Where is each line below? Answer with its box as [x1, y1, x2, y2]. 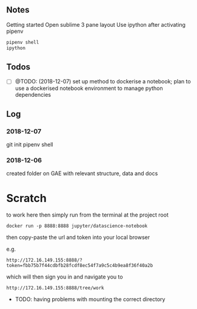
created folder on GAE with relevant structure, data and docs [6, 170, 158, 177]
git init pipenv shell [6, 141, 53, 148]
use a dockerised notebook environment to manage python [15, 85, 163, 92]
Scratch [6, 191, 47, 205]
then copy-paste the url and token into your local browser [6, 234, 150, 241]
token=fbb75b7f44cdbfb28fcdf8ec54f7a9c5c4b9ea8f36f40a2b [6, 263, 153, 269]
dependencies [15, 91, 52, 99]
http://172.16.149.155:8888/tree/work [6, 285, 104, 291]
